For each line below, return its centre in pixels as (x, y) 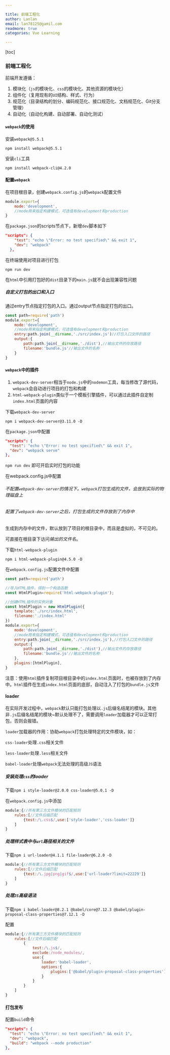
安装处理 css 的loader (27, 776)
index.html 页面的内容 (35, 401)
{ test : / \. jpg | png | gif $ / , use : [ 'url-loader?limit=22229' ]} (85, 874)
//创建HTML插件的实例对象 (29, 602)
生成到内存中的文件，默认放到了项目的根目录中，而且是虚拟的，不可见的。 (83, 528)
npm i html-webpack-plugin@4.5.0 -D (44, 560)
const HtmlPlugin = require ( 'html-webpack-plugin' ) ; (60, 593)
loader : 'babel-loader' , (67, 962)
